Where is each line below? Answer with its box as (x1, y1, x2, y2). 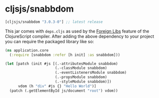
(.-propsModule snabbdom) (55, 75, 108, 80)
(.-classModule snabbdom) (55, 65, 108, 71)
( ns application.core (5, 48, 49, 53)
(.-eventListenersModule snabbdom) (55, 70, 127, 75)
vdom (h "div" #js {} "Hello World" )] (17, 83, 96, 88)
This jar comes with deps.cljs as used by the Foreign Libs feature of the (5, 28, 149, 34)
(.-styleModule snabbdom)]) (55, 79, 111, 84)
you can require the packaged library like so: (5, 38, 95, 44)
